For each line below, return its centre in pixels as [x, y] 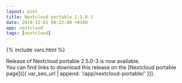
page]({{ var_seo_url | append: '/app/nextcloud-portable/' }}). [80, 74]
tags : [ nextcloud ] [28, 33]
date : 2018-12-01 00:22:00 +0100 [47, 22]
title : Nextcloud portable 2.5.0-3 [50, 17]
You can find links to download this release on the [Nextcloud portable [91, 67]
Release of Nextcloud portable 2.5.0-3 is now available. [73, 61]
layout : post [22, 11]
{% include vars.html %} [36, 50]
